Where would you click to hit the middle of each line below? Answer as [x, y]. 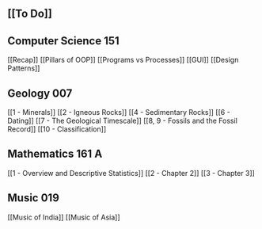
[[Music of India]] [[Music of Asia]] [64, 217]
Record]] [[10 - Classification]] [57, 129]
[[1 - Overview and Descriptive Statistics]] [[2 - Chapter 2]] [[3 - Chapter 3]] [131, 173]
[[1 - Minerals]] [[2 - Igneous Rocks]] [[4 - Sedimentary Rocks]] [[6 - [119, 113]
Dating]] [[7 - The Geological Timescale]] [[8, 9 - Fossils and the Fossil [123, 121]
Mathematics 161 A [55, 154]
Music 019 [34, 198]
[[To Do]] [30, 14]
